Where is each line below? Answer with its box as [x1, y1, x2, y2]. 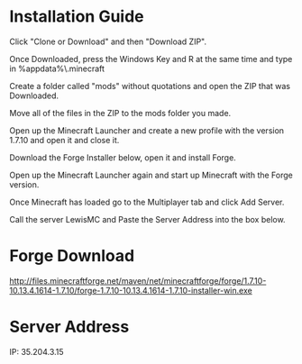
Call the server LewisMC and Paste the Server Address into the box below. [9, 214, 286, 224]
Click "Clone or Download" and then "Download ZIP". [9, 36, 207, 47]
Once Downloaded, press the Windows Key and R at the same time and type [9, 53, 293, 64]
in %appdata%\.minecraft [9, 63, 105, 74]
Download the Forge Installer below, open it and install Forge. [9, 151, 236, 163]
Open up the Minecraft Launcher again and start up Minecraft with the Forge [9, 169, 293, 180]
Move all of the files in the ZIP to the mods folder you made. [9, 107, 232, 118]
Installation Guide [9, 6, 144, 27]
